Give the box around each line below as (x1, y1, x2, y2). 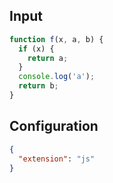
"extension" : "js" (18, 154, 96, 164)
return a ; (27, 53, 69, 63)
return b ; (18, 81, 59, 91)
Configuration (9, 118, 99, 135)
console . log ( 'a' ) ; (18, 72, 96, 82)
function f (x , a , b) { (9, 34, 104, 44)
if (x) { (18, 44, 55, 54)
